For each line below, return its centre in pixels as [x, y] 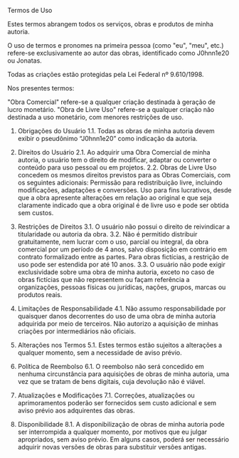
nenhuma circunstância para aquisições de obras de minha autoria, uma [123, 374]
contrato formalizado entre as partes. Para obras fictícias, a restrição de [123, 257]
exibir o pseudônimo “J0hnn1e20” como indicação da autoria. [107, 139]
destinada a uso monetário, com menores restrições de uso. [95, 117]
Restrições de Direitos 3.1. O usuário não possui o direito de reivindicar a [124, 227]
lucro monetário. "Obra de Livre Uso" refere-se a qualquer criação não [111, 109]
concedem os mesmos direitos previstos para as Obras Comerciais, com [124, 175]
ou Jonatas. [25, 61]
